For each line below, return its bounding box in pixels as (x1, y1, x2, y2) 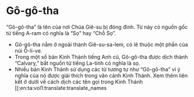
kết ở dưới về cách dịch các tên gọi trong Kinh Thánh (14, 78, 143, 85)
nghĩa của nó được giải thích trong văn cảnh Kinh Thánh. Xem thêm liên (14, 72, 188, 79)
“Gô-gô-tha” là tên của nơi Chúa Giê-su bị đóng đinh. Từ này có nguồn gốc (6, 23, 188, 30)
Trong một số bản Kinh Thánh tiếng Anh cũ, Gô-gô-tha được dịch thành (14, 53, 188, 60)
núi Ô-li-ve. (14, 47, 42, 54)
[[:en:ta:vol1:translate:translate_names (14, 84, 107, 91)
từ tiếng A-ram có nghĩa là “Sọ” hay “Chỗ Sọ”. (6, 29, 116, 36)
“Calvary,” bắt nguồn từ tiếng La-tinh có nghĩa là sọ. (14, 60, 141, 67)
